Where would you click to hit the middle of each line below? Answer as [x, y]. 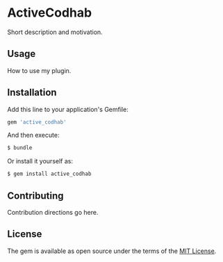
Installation [32, 93]
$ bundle [20, 148]
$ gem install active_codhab [49, 174]
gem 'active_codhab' [37, 122]
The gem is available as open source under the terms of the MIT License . [112, 251]
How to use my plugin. [39, 70]
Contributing [35, 196]
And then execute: [33, 135]
